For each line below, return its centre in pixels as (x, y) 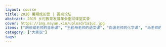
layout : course (21, 10)
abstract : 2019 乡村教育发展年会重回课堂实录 (47, 19)
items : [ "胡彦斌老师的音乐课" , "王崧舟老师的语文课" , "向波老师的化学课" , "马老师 (82, 28)
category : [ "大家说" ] (26, 32)
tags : (11, 37)
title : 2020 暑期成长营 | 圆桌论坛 (38, 14)
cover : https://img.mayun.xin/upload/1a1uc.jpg (55, 23)
